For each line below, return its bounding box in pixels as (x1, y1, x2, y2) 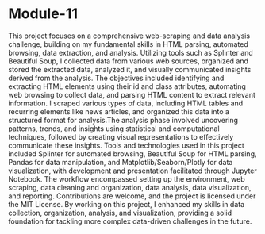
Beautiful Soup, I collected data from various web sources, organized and (8, 56, 248, 66)
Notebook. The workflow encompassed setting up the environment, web (8, 174, 245, 183)
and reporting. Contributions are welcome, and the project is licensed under (8, 191, 256, 201)
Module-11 (8, 5, 78, 23)
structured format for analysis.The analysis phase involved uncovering (8, 115, 239, 125)
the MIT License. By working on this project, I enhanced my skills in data (8, 199, 244, 209)
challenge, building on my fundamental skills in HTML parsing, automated (8, 39, 248, 48)
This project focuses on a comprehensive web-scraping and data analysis (8, 31, 251, 40)
